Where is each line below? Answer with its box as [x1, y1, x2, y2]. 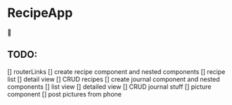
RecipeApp [7, 5, 73, 21]
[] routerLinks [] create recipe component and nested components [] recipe [7, 67, 226, 75]
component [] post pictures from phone [7, 89, 122, 98]
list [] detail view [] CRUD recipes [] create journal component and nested [7, 75, 220, 83]
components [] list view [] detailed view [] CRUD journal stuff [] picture [7, 82, 212, 91]
